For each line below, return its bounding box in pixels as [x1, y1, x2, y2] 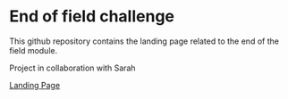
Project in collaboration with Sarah [9, 62, 136, 73]
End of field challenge [9, 6, 174, 27]
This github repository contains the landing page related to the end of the [9, 36, 280, 46]
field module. [9, 45, 58, 55]
